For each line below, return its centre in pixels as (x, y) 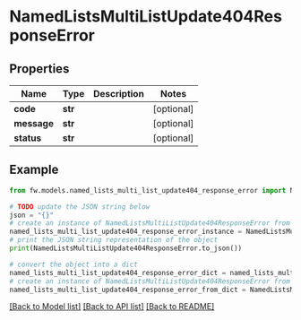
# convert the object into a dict (74, 264)
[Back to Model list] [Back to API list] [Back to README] (112, 307)
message (34, 123)
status (28, 138)
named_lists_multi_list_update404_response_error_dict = (118, 272)
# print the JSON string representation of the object (114, 240)
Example (34, 170)
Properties (39, 69)
